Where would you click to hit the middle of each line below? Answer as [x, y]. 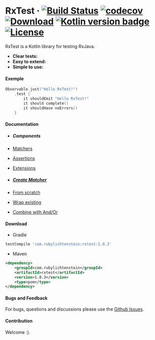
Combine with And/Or [35, 212]
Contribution [19, 321]
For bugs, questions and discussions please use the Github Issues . [75, 309]
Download [16, 224]
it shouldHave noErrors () [51, 108]
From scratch [26, 192]
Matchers [22, 148]
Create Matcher [30, 180]
